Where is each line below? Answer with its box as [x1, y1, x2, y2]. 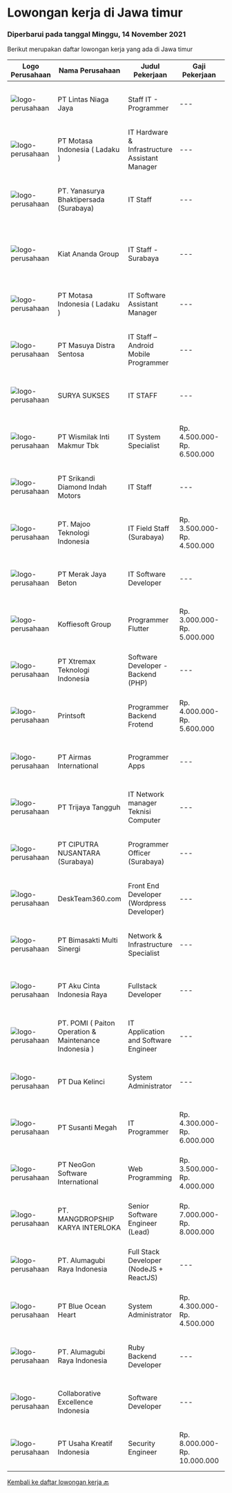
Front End [127, 881, 160, 891]
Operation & [57, 1027, 97, 1037]
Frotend [127, 720, 153, 729]
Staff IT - [127, 95, 159, 104]
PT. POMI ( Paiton [57, 1019, 115, 1028]
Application [127, 1027, 165, 1037]
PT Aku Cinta [57, 981, 100, 991]
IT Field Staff [127, 523, 170, 533]
